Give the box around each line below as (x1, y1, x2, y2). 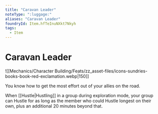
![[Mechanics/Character (5, 68, 54, 74)
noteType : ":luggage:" (5, 12, 52, 17)
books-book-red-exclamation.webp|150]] (5, 73, 89, 79)
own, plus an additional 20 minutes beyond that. (5, 103, 103, 109)
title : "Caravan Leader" (5, 7, 56, 12)
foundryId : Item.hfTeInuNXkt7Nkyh (5, 21, 77, 26)
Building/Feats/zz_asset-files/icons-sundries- (54, 68, 148, 74)
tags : (5, 26, 16, 31)
